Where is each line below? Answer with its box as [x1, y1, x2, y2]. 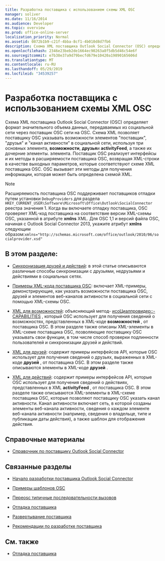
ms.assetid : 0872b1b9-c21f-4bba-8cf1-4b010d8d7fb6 [5, 39, 111, 44]
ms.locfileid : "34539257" [5, 71, 58, 76]
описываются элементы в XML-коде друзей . [12, 364, 108, 370]
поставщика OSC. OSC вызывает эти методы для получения [5, 166, 132, 172]
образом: [5, 231, 25, 237]
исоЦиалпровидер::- [112, 308, 156, 314]
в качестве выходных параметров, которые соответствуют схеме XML [5, 161, 155, 167]
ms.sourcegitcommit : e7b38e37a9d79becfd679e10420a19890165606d [5, 53, 137, 58]
